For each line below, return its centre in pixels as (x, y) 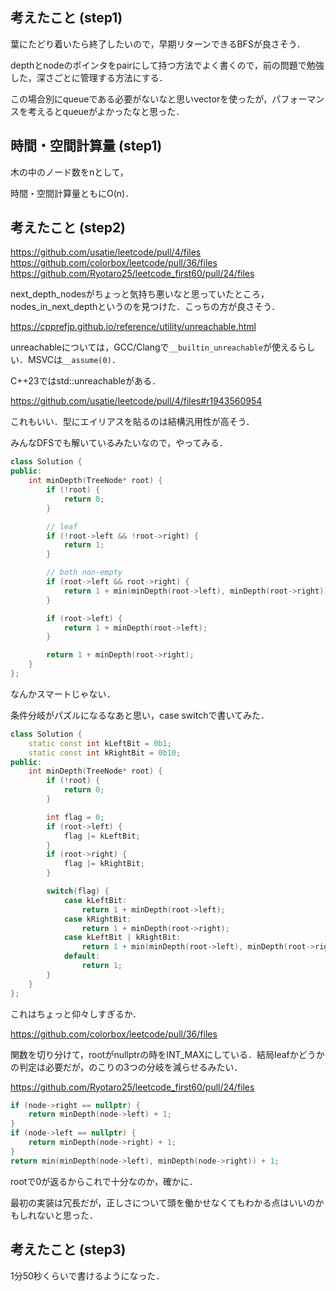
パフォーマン (298, 99)
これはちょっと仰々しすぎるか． (76, 1014)
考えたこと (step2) (68, 228)
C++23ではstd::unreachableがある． (85, 381)
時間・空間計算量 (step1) (86, 146)
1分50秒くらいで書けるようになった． (87, 1275)
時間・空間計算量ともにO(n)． (72, 193)
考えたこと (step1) (66, 18)
